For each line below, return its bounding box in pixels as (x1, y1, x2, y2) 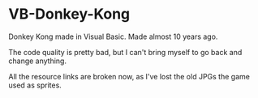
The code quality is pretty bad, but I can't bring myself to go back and (8, 47, 243, 57)
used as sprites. (8, 80, 62, 90)
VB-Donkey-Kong (8, 5, 131, 23)
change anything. (8, 56, 67, 66)
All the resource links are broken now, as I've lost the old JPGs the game (8, 71, 250, 81)
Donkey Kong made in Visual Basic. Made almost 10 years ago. (8, 32, 218, 41)
